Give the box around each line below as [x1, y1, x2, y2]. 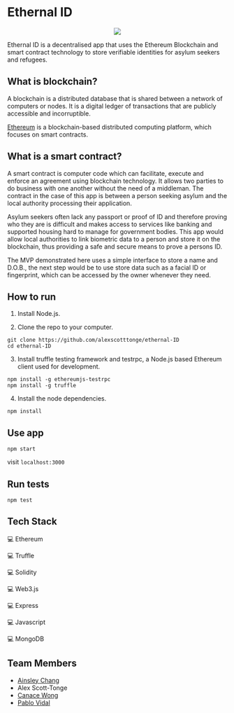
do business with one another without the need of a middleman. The [7, 184, 204, 193]
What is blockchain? [7, 76, 98, 88]
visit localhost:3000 [7, 458, 65, 466]
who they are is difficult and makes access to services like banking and [7, 220, 212, 228]
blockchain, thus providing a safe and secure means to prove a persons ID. [7, 242, 222, 251]
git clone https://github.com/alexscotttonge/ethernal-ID [7, 337, 180, 344]
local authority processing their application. [7, 199, 133, 207]
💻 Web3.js [7, 584, 39, 593]
